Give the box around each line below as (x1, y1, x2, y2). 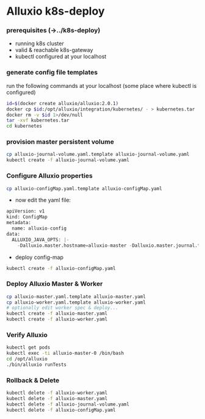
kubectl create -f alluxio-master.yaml (6, 310, 108, 317)
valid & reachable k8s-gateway (15, 46, 93, 54)
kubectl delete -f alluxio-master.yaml (6, 396, 108, 402)
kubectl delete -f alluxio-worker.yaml (6, 390, 108, 396)
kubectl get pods (6, 344, 51, 351)
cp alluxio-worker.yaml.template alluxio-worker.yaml (6, 299, 146, 305)
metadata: (6, 220, 32, 226)
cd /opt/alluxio (6, 356, 48, 362)
